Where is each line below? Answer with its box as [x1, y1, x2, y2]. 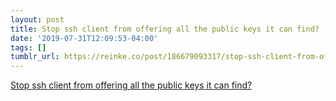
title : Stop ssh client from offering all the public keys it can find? [10, 24, 320, 34]
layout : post [10, 14, 65, 25]
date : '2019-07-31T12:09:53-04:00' [10, 33, 159, 43]
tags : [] [10, 42, 47, 53]
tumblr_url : [10, 52, 60, 62]
